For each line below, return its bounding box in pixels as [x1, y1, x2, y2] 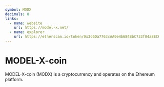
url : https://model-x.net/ [14, 25, 69, 30]
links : [5, 16, 19, 21]
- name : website [9, 20, 42, 26]
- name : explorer [9, 30, 45, 35]
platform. [5, 76, 23, 82]
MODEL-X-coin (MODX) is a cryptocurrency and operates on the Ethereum [5, 71, 155, 77]
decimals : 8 [5, 12, 29, 17]
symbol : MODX [5, 7, 32, 12]
